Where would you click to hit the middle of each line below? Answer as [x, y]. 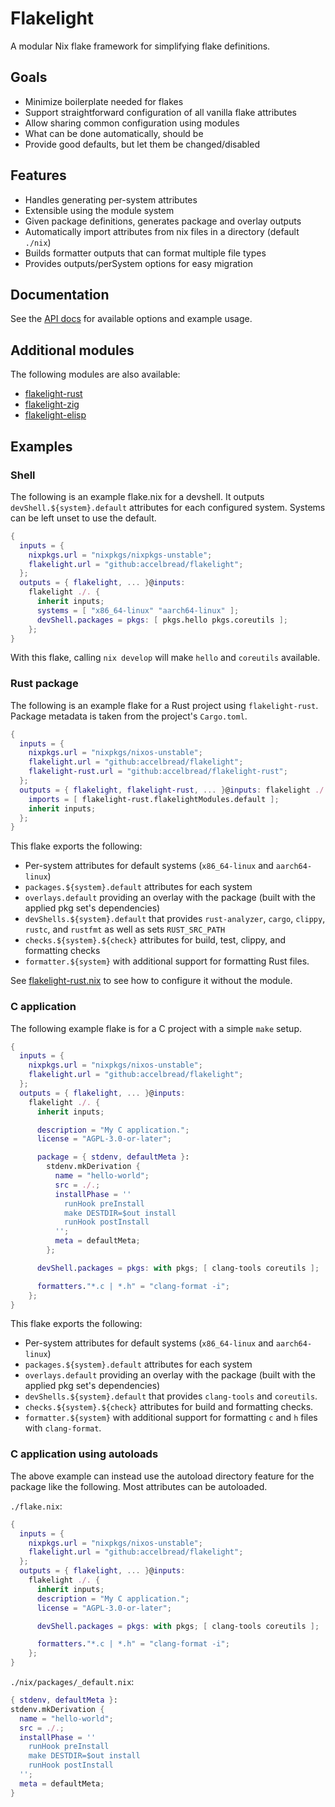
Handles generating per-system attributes [111, 199]
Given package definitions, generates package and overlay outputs [163, 221]
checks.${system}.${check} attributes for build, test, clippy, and [155, 940]
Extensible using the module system [99, 210]
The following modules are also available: [95, 374]
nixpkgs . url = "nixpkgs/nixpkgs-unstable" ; [120, 555]
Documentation [60, 294]
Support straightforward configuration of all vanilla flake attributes [160, 112]
